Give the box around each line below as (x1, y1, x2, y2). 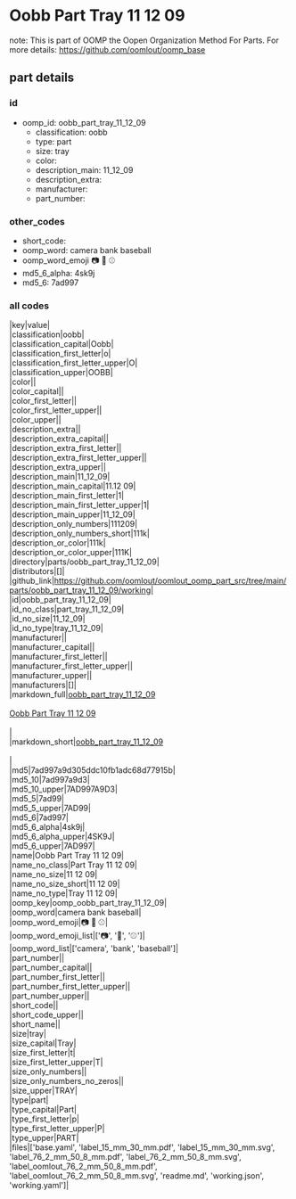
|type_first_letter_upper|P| (9, 1123, 105, 1134)
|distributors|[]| (9, 566, 65, 577)
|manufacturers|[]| (9, 679, 78, 691)
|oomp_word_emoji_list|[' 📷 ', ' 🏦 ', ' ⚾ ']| (9, 931, 145, 941)
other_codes (9, 215, 65, 227)
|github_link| (9, 576, 55, 587)
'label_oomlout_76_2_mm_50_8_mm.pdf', (9, 1161, 158, 1172)
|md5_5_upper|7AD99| (9, 803, 92, 814)
